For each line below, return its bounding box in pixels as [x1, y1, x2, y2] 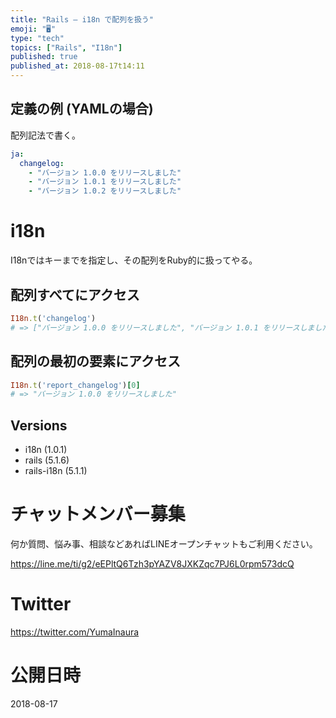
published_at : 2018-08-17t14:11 [10, 61, 145, 71]
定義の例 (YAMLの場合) [10, 101, 154, 118]
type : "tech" [10, 33, 65, 43]
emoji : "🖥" [10, 24, 57, 34]
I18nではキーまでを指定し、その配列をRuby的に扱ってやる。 [10, 254, 258, 266]
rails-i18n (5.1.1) [24, 465, 88, 477]
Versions [10, 417, 68, 434]
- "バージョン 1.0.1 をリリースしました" [28, 177, 182, 187]
